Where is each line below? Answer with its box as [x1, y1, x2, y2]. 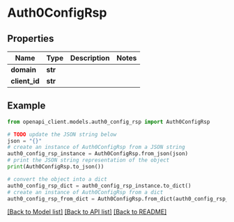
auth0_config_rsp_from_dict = [7, 195, 95, 203]
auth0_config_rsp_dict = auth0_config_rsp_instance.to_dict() [7, 182, 192, 189]
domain [10, 65, 37, 74]
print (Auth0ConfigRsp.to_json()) [7, 164, 104, 171]
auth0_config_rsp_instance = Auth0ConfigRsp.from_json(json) [7, 150, 189, 157]
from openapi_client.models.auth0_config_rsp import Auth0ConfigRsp [7, 118, 210, 125]
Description [70, 54, 110, 63]
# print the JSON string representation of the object [7, 157, 170, 164]
